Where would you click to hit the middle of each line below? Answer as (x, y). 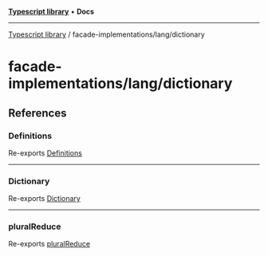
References (37, 113)
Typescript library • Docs (51, 12)
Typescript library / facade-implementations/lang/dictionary (106, 34)
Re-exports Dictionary (45, 199)
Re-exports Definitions (45, 153)
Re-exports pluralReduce (49, 244)
